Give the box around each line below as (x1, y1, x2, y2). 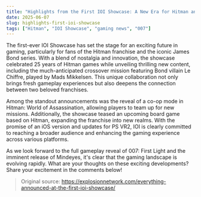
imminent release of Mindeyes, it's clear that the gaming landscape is (6, 153, 178, 161)
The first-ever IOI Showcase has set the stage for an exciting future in (6, 42, 178, 49)
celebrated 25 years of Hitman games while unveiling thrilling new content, (6, 61, 191, 68)
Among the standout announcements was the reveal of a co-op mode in (6, 98, 184, 105)
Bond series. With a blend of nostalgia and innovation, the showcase (6, 54, 175, 61)
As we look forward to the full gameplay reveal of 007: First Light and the (6, 147, 186, 155)
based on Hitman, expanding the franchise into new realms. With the (6, 117, 175, 124)
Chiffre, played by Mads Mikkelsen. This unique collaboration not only (6, 73, 178, 81)
